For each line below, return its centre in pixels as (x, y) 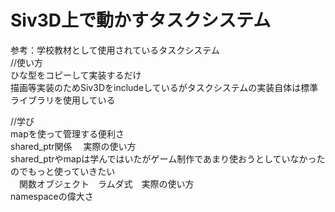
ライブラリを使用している (63, 100)
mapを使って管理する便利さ (67, 133)
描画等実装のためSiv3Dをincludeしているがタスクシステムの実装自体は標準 (164, 87)
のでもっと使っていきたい (63, 171)
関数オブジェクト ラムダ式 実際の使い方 (106, 183)
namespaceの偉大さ (52, 196)
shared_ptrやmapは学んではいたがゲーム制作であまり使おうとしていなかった (168, 158)
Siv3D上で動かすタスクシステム (141, 20)
